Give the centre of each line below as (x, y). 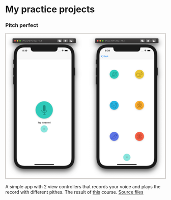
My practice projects (50, 9)
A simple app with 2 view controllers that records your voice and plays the (83, 187)
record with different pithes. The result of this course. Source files (74, 192)
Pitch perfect (22, 25)
